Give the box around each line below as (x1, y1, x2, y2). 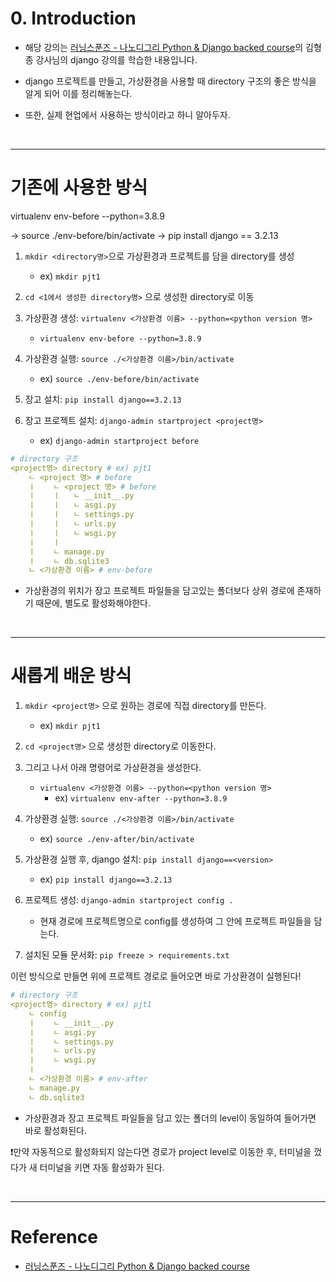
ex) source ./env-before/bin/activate (39, 372, 200, 384)
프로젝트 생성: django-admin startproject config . (24, 894, 234, 906)
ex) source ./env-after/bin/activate (39, 833, 195, 845)
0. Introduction (10, 7, 137, 30)
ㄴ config (28, 1008, 67, 1019)
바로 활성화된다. (24, 1124, 87, 1136)
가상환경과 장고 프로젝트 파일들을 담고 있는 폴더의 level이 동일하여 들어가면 (24, 1112, 317, 1124)
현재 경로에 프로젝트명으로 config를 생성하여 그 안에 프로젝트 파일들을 (39, 915, 312, 927)
